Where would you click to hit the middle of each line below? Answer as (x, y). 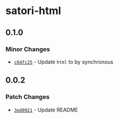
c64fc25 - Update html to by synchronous (64, 62)
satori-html (34, 11)
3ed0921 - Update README (46, 110)
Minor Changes (28, 49)
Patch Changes (28, 97)
